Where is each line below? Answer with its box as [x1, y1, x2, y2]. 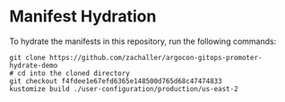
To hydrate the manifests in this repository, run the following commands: [9, 36, 277, 47]
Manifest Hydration [9, 6, 157, 27]
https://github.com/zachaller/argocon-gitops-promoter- [48, 53, 263, 62]
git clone [9, 53, 47, 62]
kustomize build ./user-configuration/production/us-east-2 [9, 84, 239, 93]
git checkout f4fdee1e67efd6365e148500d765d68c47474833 [9, 76, 222, 86]
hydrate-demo [9, 61, 58, 70]
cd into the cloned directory [17, 69, 130, 78]
